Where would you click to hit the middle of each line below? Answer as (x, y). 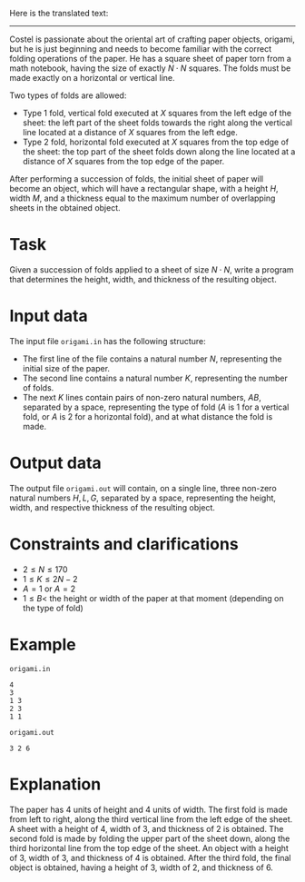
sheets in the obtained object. (65, 208)
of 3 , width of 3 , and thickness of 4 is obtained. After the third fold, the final (150, 857)
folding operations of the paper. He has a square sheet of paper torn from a (151, 59)
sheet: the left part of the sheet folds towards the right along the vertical (157, 123)
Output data (55, 463)
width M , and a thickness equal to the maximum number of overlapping (143, 198)
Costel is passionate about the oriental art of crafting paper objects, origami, (152, 39)
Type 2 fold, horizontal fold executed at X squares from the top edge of (156, 142)
